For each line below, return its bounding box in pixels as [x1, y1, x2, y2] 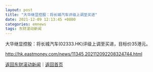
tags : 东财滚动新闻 [5, 26, 42, 31]
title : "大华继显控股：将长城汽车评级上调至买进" [5, 12, 98, 17]
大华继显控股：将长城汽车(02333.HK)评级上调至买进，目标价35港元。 [5, 41, 151, 47]
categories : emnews [5, 21, 47, 27]
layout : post [5, 7, 33, 13]
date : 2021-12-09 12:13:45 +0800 [5, 17, 76, 22]
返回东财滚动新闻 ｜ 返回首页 [5, 61, 63, 67]
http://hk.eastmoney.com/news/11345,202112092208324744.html [5, 51, 143, 57]
